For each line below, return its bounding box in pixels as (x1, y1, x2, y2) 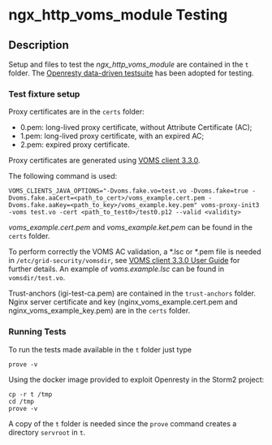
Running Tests (8, 326, 67, 338)
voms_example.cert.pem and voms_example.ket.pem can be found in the (8, 222, 253, 232)
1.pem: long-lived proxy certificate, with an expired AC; (19, 132, 205, 141)
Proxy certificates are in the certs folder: (8, 107, 145, 117)
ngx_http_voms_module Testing (8, 6, 228, 24)
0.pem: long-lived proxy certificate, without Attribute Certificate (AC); (19, 123, 253, 132)
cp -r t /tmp (8, 390, 53, 399)
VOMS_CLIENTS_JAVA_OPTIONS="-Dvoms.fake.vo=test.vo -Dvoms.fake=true (8, 187, 249, 196)
